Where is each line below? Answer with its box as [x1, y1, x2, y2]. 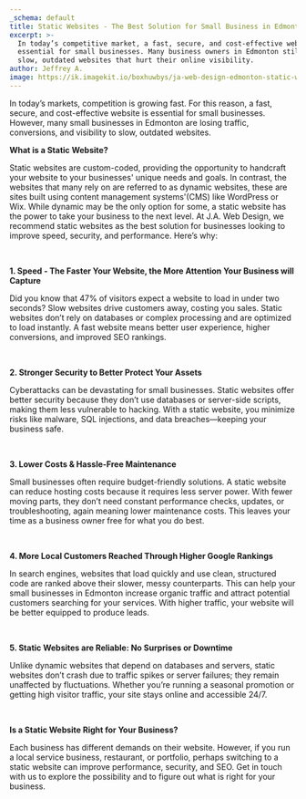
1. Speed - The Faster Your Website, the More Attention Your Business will [9, 265, 294, 276]
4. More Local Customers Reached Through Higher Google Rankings [9, 550, 273, 561]
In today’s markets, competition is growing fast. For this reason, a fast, [9, 98, 273, 109]
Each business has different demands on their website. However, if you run [9, 742, 291, 752]
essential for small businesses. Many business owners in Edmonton [17, 47, 280, 57]
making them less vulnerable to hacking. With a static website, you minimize [9, 403, 296, 415]
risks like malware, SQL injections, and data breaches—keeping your [9, 413, 267, 424]
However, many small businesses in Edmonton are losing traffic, [9, 117, 250, 128]
